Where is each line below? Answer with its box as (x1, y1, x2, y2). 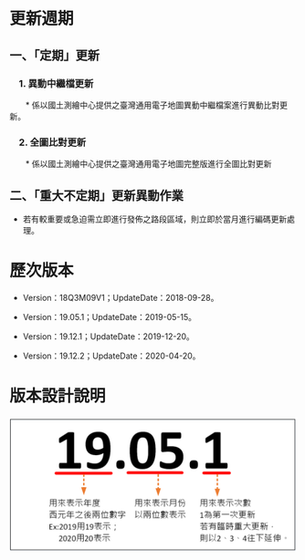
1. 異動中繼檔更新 (18, 77, 94, 89)
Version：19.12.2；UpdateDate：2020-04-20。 (22, 350, 201, 361)
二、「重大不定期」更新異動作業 (9, 188, 184, 203)
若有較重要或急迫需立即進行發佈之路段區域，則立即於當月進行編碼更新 (22, 213, 288, 224)
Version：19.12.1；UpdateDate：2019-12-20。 (22, 330, 195, 342)
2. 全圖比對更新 (18, 136, 87, 149)
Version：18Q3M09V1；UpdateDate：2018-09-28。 (22, 292, 219, 303)
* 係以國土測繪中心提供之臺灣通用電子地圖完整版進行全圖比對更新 (26, 159, 272, 170)
